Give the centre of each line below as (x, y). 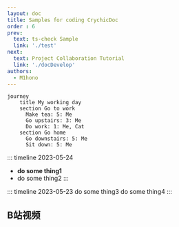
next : (15, 52)
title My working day (50, 103)
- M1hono (26, 78)
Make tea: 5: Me (49, 115)
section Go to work (48, 109)
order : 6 (21, 26)
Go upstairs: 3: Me (53, 121)
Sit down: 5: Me (49, 145)
